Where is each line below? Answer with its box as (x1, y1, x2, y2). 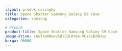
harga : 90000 (5, 38, 32, 44)
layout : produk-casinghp (5, 7, 56, 12)
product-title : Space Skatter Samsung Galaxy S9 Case (5, 30, 118, 34)
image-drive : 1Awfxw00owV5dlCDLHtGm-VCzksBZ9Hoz (5, 34, 106, 39)
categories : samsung (5, 16, 48, 21)
